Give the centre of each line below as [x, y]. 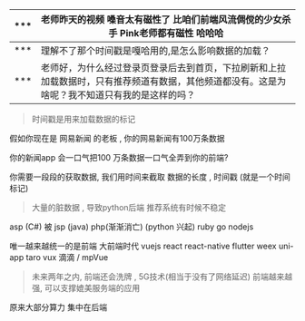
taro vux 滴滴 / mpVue [67, 257]
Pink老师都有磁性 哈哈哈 [172, 33]
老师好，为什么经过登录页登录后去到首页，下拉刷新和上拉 [163, 68]
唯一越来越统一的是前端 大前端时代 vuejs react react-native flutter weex [143, 246]
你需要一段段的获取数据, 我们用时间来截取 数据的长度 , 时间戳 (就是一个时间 [150, 177]
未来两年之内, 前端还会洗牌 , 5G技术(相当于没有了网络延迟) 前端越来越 [162, 277]
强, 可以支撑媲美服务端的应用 [86, 288]
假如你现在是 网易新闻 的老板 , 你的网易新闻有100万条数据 [117, 138]
